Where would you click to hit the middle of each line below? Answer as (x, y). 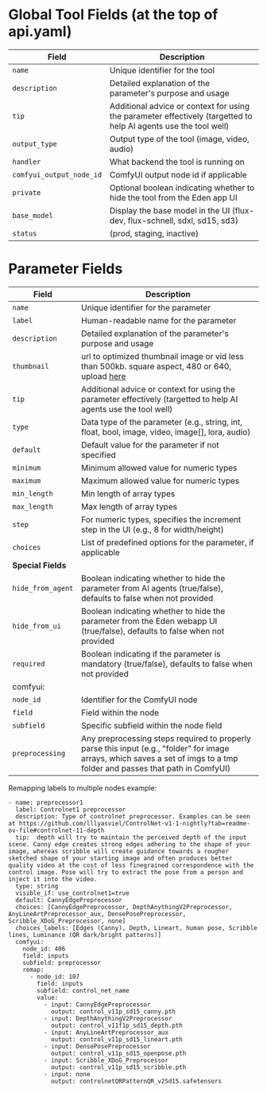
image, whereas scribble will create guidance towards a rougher (118, 851)
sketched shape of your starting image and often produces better (120, 858)
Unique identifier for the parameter (146, 307)
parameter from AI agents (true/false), (152, 588)
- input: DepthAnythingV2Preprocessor (108, 1018)
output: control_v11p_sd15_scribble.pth (118, 1067)
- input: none (67, 1074)
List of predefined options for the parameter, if (167, 542)
